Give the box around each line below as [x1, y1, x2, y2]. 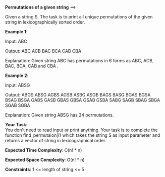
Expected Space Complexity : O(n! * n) [5, 157, 85, 163]
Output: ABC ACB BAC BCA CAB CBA [5, 48, 82, 54]
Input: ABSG [5, 82, 30, 88]
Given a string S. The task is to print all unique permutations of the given [5, 14, 153, 19]
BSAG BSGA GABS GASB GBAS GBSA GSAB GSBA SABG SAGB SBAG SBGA [5, 97, 160, 103]
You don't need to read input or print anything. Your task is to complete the [5, 127, 158, 133]
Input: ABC [5, 38, 27, 44]
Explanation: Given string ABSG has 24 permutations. [5, 112, 114, 118]
